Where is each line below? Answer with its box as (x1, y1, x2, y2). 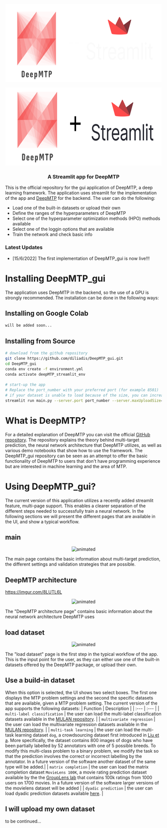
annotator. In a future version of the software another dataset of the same (5, 759, 156, 765)
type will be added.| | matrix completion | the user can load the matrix (5, 764, 149, 770)
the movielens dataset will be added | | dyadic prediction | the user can (5, 785, 153, 791)
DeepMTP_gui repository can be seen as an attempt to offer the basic (5, 453, 148, 459)
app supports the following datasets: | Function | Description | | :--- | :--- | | (5, 705, 160, 711)
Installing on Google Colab (5, 309, 88, 317)
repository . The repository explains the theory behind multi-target (5, 437, 140, 443)
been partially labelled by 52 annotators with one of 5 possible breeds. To (5, 743, 156, 749)
